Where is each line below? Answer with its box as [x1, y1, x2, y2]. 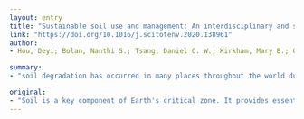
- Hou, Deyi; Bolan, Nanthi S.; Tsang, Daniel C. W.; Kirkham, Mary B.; [9, 47, 290, 56]
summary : [9, 63, 43, 72]
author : [9, 38, 39, 48]
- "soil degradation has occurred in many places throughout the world [9, 71, 285, 81]
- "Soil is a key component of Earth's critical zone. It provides [9, 96, 270, 105]
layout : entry [9, 13, 63, 23]
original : [9, 87, 47, 96]
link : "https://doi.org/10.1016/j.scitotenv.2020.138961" [9, 30, 233, 39]
